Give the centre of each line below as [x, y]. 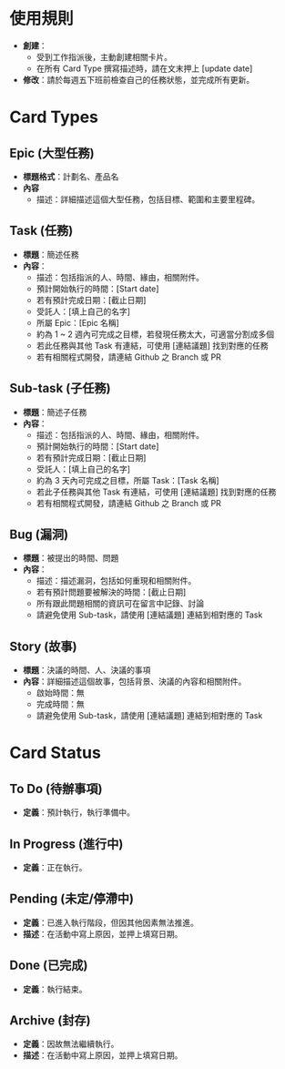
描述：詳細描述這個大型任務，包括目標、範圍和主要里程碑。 [148, 199]
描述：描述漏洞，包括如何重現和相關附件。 [116, 581]
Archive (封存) [50, 1021]
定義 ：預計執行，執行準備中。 [78, 812]
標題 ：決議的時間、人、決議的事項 [87, 670]
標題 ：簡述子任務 [55, 412]
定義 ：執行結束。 [55, 989]
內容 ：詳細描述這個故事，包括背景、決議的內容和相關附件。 [134, 682]
